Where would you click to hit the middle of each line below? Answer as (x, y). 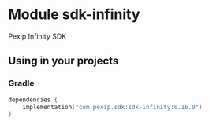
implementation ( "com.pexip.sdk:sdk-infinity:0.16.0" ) (112, 107)
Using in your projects (63, 61)
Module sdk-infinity (74, 15)
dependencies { (33, 100)
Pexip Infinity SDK (37, 36)
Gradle (21, 83)
